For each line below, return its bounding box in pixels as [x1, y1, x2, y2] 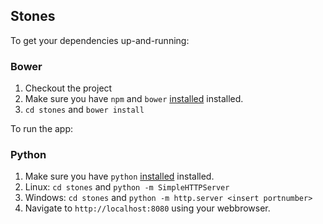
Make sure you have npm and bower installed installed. [24, 93, 244, 105]
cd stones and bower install [24, 104, 145, 116]
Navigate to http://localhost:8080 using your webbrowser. [24, 202, 271, 214]
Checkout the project [24, 82, 113, 94]
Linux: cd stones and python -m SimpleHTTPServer [24, 181, 230, 193]
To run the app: [10, 123, 74, 135]
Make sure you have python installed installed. [24, 170, 215, 183]
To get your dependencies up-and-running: [10, 34, 190, 46]
